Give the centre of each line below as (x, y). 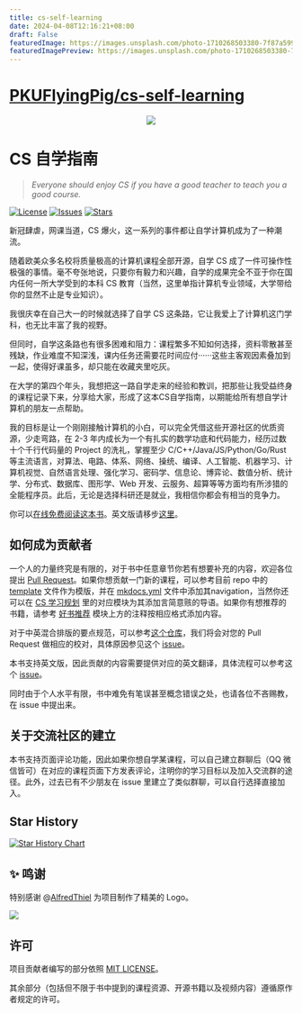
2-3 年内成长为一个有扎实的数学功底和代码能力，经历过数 (181, 439)
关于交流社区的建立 (62, 736)
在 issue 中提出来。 (45, 704)
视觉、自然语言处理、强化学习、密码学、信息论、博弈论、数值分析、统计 (159, 472)
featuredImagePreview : (52, 51)
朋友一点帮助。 (60, 408)
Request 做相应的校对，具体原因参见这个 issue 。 (100, 644)
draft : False (34, 34)
